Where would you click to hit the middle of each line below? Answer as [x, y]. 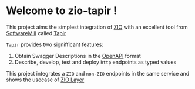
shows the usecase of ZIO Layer [45, 80]
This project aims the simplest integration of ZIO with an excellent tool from [97, 27]
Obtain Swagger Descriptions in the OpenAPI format [78, 56]
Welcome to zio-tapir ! [62, 11]
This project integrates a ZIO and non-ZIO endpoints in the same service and [98, 73]
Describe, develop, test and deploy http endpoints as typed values [95, 62]
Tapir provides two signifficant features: [55, 44]
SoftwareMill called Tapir [36, 33]
